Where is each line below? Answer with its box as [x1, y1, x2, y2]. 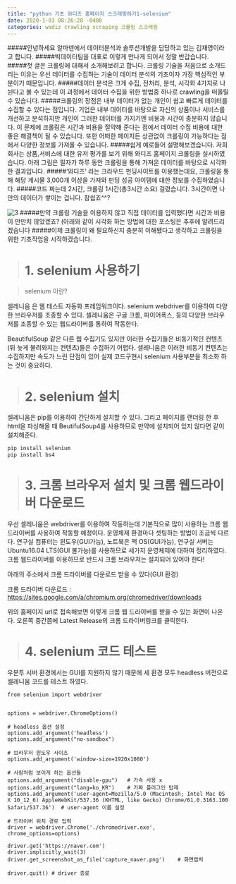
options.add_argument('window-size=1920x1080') [7, 756, 150, 763]
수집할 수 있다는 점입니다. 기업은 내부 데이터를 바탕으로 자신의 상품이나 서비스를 [7, 105, 225, 114]
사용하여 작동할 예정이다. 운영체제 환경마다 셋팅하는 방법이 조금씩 [37, 528, 216, 537]
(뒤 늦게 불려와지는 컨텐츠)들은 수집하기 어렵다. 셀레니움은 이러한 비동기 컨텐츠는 [7, 344, 228, 352]
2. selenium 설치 [24, 389, 120, 404]
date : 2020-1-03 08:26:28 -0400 [7, 17, 102, 24]
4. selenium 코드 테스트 [24, 643, 157, 660]
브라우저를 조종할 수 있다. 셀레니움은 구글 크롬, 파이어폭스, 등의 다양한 [14, 311, 206, 320]
